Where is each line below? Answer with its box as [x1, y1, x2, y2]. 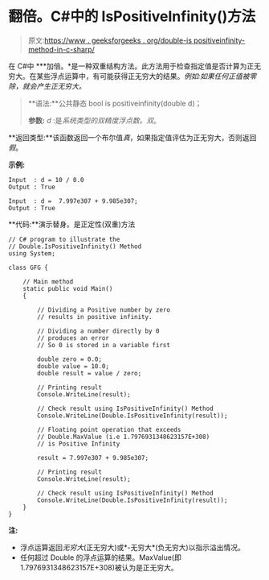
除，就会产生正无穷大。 [8, 81, 86, 91]
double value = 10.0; [37, 362, 110, 371]
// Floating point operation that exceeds [37, 425, 181, 433]
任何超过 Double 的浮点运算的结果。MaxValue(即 [19, 553, 182, 562]
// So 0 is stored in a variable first [37, 341, 171, 349]
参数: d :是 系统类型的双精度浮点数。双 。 [27, 115, 161, 125]
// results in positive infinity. [37, 313, 153, 321]
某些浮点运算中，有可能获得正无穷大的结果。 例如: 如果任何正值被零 [35, 71, 257, 81]
